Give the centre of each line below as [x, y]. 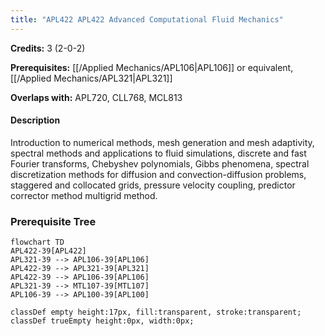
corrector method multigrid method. [84, 195]
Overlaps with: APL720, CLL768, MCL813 [96, 97]
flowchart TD [37, 242]
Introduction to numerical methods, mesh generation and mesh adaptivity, [162, 142]
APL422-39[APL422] [48, 251]
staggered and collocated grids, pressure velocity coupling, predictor [153, 185]
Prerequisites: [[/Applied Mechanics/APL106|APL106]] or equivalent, [152, 67]
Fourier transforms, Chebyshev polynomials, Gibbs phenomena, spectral [160, 163]
